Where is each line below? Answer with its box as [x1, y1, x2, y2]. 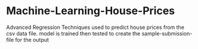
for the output [15, 36, 49, 43]
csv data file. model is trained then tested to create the [6, 30, 141, 37]
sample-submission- [141, 30, 193, 37]
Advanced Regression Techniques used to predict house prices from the [6, 24, 185, 31]
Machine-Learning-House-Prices [6, 4, 175, 18]
